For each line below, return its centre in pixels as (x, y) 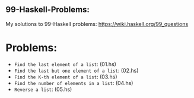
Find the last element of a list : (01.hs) (65, 64)
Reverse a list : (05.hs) (43, 89)
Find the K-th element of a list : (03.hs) (66, 77)
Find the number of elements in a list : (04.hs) (74, 83)
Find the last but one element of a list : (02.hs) (76, 70)
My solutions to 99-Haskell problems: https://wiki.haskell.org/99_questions (97, 24)
